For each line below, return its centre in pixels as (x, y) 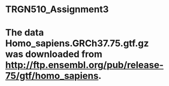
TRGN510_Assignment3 (57, 9)
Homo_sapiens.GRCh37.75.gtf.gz (77, 44)
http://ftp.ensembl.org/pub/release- (84, 65)
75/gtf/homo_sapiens (52, 76)
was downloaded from (54, 54)
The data (25, 33)
